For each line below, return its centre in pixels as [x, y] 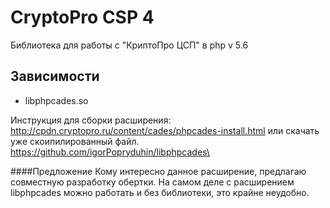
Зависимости [55, 76]
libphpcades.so [56, 100]
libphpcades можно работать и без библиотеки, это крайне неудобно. [160, 192]
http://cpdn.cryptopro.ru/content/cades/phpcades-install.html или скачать [165, 130]
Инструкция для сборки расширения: [91, 120]
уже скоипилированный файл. [75, 141]
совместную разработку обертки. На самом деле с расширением [152, 182]
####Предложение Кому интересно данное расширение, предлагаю [158, 171]
